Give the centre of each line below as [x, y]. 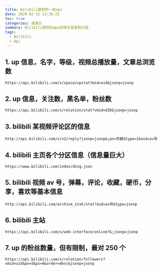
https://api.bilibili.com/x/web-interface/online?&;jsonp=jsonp [72, 232]
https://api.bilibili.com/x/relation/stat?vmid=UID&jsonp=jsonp [72, 110]
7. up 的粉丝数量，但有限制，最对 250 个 [65, 248]
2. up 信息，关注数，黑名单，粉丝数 [58, 99]
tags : [10, 32]
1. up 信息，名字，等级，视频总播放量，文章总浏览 [80, 62]
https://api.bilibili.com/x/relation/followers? [55, 259]
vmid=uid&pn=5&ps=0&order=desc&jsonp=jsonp [50, 264]
